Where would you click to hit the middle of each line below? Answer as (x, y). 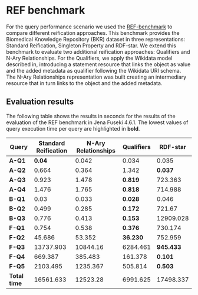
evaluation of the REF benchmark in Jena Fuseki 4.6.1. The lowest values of (97, 122)
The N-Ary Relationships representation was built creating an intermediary (96, 77)
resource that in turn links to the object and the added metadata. (84, 83)
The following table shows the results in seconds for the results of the (91, 116)
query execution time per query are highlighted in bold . (73, 128)
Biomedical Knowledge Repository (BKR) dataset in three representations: (96, 39)
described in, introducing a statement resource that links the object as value (98, 64)
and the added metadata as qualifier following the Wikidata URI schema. (94, 70)
